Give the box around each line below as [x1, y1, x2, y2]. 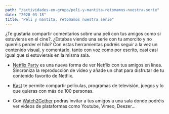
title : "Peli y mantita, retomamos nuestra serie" [5, 17, 114, 22]
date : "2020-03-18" [5, 12, 47, 17]
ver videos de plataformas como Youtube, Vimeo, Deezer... [12, 103, 136, 109]
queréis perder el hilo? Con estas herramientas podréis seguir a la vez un [5, 42, 158, 48]
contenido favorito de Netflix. [12, 73, 74, 79]
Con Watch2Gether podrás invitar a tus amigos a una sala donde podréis [12, 98, 164, 104]
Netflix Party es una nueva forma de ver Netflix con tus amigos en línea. [12, 62, 163, 68]
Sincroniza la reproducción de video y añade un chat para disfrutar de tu [12, 67, 164, 73]
